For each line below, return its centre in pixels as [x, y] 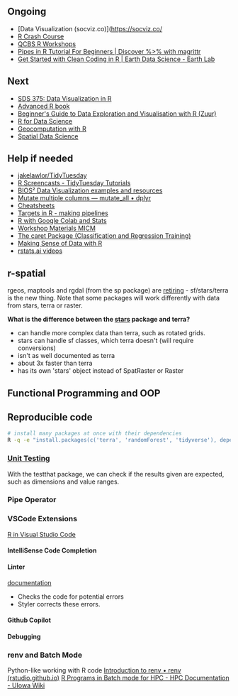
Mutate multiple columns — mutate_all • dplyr [84, 198]
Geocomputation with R [52, 129]
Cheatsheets [36, 206]
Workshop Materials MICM [56, 228]
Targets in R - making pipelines [63, 213]
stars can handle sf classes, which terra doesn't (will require [106, 341]
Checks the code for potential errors [70, 597]
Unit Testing [29, 459]
